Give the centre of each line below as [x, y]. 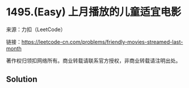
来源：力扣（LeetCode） [36, 29]
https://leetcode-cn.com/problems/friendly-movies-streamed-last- [102, 42]
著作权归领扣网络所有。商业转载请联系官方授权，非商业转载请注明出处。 [93, 60]
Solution [22, 79]
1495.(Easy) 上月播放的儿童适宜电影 [94, 12]
